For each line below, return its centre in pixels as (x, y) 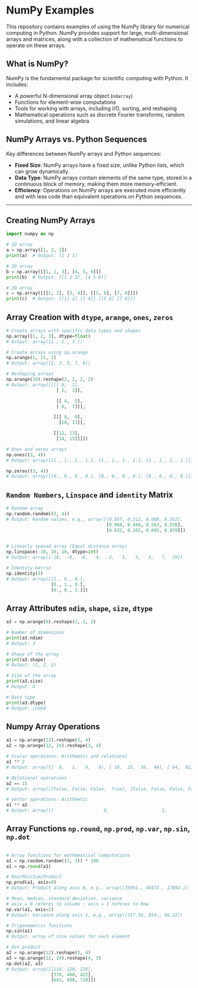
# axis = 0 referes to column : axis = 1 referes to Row (77, 904)
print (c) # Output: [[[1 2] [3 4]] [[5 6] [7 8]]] (71, 299)
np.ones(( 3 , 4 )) (26, 455)
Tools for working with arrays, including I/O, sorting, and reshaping (95, 108)
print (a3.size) (25, 681)
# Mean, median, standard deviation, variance (64, 899)
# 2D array (19, 266)
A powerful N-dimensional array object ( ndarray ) (74, 95)
